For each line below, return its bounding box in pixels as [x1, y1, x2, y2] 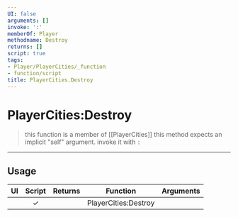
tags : [7, 57, 23, 64]
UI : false [7, 10, 37, 18]
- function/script [7, 69, 62, 77]
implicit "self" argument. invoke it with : [24, 138, 141, 146]
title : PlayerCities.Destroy [7, 76, 93, 84]
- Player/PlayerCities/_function [7, 63, 106, 70]
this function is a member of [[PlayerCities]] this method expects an [24, 130, 222, 139]
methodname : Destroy [7, 37, 69, 44]
